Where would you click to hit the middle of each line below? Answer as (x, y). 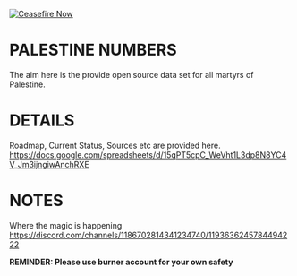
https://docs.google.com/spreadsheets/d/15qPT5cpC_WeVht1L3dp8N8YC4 (148, 155)
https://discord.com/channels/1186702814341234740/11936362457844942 (148, 235)
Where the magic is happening (66, 225)
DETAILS (42, 121)
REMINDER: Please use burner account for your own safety (121, 262)
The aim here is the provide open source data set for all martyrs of (132, 74)
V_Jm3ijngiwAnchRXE (49, 164)
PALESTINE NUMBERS (93, 50)
